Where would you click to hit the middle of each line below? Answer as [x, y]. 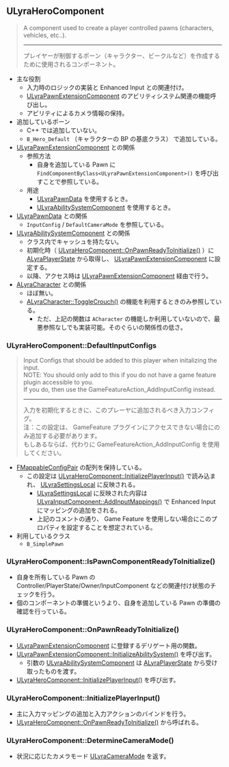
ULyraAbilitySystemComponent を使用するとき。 [106, 207]
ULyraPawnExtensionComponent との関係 [76, 147]
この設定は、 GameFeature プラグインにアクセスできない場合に [125, 427]
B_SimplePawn [45, 544]
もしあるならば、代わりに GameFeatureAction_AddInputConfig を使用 [121, 444]
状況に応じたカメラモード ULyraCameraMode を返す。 [93, 756]
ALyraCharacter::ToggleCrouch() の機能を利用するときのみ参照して [121, 302]
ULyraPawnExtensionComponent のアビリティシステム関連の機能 [118, 96]
